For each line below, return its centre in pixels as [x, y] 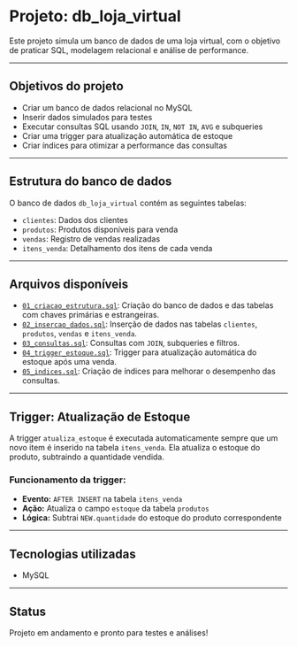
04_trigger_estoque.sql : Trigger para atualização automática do [139, 352]
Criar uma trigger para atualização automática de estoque [127, 135]
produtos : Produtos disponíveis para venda [100, 229]
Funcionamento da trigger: [68, 480]
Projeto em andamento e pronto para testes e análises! [109, 633]
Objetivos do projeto [66, 86]
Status [28, 611]
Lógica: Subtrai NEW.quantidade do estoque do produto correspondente [152, 518]
